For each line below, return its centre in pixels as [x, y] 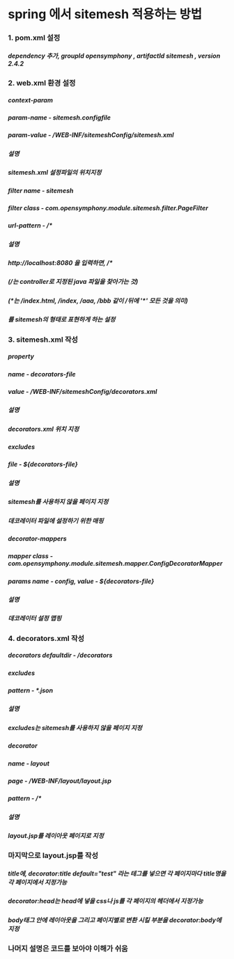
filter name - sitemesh [41, 190]
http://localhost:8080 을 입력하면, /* [61, 263]
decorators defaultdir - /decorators [60, 656]
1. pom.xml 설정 [34, 38]
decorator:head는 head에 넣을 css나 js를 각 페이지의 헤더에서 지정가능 [106, 901]
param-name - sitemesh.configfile [59, 118]
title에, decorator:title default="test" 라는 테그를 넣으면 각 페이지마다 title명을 [117, 873]
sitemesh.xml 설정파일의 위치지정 [55, 173]
